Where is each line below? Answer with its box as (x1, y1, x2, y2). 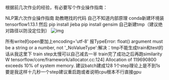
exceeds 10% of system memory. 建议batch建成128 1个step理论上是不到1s (5, 62, 160, 68)
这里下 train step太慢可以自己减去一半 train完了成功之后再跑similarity (18, 51, 162, 57)
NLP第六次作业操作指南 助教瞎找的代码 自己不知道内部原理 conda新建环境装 (5, 15, 164, 21)
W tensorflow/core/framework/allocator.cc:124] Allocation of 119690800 (5, 57, 156, 62)
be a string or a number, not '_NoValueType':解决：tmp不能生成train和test (5, 45, 159, 50)
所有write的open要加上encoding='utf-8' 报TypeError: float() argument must (5, 38, 163, 44)
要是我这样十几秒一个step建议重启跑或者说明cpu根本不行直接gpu (5, 69, 142, 74)
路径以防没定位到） (9, 28, 50, 34)
